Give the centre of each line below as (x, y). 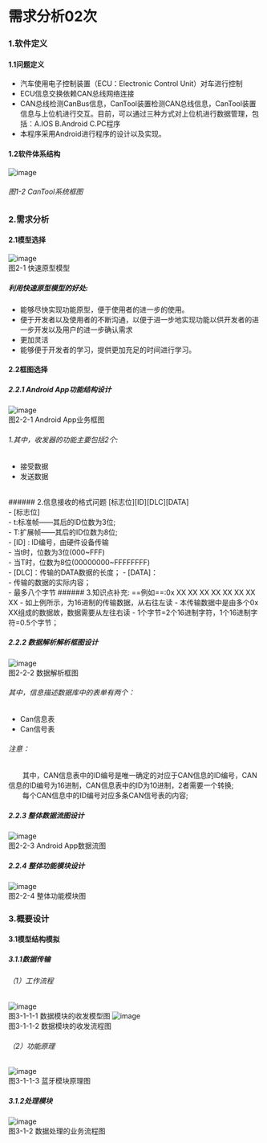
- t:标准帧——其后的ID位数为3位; (62, 522)
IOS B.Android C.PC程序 (81, 124)
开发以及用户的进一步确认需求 (83, 330)
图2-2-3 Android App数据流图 (57, 846)
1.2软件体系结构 (34, 154)
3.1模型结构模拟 (34, 939)
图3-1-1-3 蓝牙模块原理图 (49, 1081)
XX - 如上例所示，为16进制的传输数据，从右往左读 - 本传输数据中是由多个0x (133, 602)
